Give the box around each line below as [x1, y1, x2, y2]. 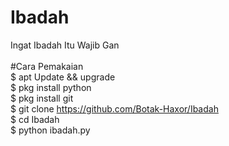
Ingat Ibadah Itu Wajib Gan [10, 39, 120, 51]
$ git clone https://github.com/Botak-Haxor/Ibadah [10, 102, 219, 115]
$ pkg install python [10, 81, 92, 93]
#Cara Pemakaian [10, 60, 84, 72]
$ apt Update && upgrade [10, 71, 116, 83]
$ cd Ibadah [10, 113, 60, 125]
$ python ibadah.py [10, 124, 91, 136]
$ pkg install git [10, 92, 74, 104]
